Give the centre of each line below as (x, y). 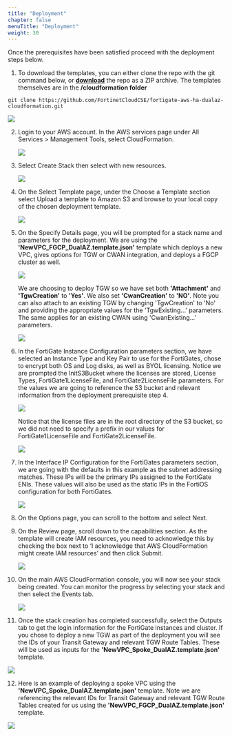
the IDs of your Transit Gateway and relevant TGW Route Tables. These (119, 642)
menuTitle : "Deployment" (43, 26)
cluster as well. (39, 262)
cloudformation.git (36, 106)
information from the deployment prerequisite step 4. (93, 395)
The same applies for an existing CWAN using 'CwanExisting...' (107, 318)
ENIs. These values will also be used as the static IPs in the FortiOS (113, 484)
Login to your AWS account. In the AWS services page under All (108, 132)
